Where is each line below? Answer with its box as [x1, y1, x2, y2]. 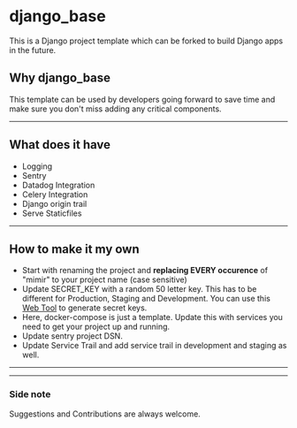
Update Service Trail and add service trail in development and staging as [21, 340, 287, 351]
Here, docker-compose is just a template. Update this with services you [21, 312, 283, 323]
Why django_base [9, 71, 111, 86]
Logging [21, 161, 53, 172]
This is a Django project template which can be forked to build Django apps [9, 35, 284, 46]
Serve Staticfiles [21, 208, 82, 218]
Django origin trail [21, 198, 88, 209]
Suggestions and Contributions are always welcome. [9, 409, 201, 419]
